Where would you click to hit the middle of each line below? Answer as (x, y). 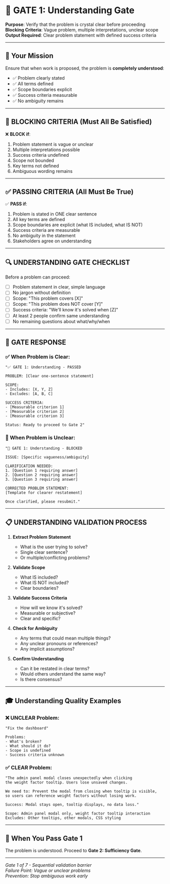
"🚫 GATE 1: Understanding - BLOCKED (44, 448)
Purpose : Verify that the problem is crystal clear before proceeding (75, 24)
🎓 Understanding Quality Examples (63, 701)
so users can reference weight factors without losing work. (71, 796)
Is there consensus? (41, 680)
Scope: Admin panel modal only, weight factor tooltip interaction (78, 814)
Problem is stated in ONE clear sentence (55, 214)
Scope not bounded (33, 160)
